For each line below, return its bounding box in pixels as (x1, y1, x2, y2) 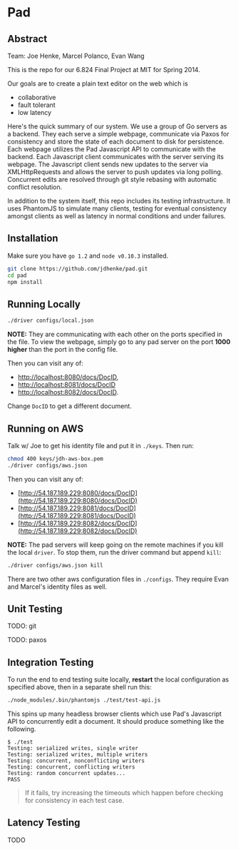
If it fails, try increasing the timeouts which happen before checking (24, 789, 224, 797)
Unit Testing (7, 602, 63, 614)
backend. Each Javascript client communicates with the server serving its (7, 153, 224, 161)
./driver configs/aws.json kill (7, 562, 103, 569)
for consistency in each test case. (24, 796, 125, 805)
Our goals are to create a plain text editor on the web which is (7, 79, 189, 88)
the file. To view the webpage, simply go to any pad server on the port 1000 (7, 338, 231, 346)
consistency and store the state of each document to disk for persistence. (7, 137, 224, 146)
